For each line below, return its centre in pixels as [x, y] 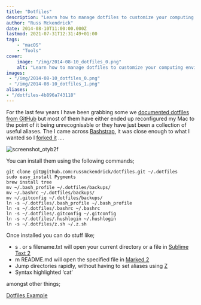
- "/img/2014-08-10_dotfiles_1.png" [54, 84]
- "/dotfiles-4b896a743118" [41, 95]
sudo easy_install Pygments [41, 177]
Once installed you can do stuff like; [50, 235]
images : [16, 73]
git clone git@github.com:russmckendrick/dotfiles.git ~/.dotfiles [92, 172]
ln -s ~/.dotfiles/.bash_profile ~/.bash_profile [69, 203]
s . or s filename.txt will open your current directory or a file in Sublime [102, 246]
